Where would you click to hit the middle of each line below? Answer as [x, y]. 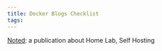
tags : [15, 20]
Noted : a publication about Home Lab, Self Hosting [81, 40]
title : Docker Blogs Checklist [53, 14]
